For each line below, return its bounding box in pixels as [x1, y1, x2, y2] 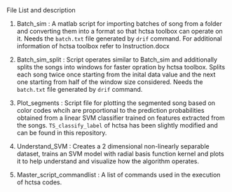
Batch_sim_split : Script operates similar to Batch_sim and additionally [16, 55, 218, 64]
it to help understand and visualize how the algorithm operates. [16, 157, 200, 165]
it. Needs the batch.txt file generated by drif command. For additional [16, 34, 222, 43]
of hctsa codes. [16, 178, 62, 186]
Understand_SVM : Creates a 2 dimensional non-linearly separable [16, 142, 210, 150]
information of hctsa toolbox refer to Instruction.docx [16, 42, 170, 50]
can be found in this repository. [16, 129, 107, 137]
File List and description [6, 6, 76, 14]
